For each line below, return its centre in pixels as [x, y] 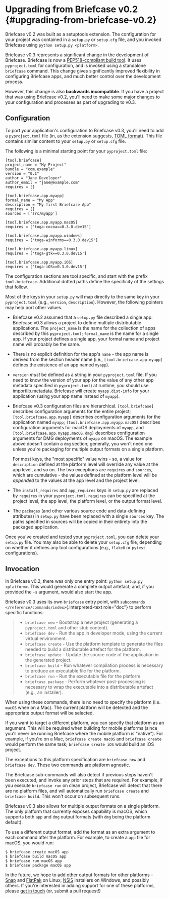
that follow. [17, 287]
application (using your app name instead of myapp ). [66, 396]
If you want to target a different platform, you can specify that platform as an [85, 723]
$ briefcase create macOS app [37, 852]
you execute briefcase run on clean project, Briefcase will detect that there [84, 785]
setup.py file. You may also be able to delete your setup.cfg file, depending [83, 542]
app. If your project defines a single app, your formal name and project [86, 339]
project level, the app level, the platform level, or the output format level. [87, 501]
